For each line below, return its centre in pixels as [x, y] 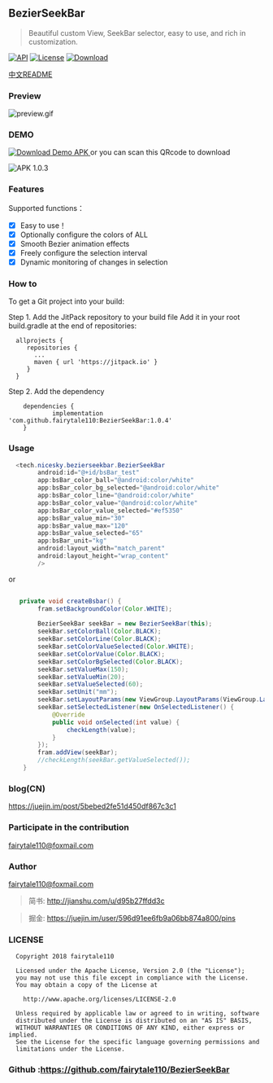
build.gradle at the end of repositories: [72, 326]
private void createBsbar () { [70, 601]
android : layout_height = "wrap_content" [103, 556]
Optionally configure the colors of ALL [84, 235]
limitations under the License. [71, 1050]
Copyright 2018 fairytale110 [65, 957]
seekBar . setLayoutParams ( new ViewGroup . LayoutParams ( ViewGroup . [149, 699]
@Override [68, 715]
